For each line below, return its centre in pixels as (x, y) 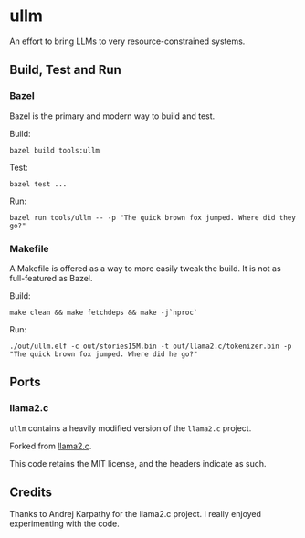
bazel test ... (38, 184)
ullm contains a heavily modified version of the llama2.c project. (131, 428)
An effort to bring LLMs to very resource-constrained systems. (127, 41)
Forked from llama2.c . (51, 446)
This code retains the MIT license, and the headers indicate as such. (138, 463)
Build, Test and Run (65, 70)
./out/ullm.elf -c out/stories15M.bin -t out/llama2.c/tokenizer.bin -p (151, 346)
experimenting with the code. (65, 524)
